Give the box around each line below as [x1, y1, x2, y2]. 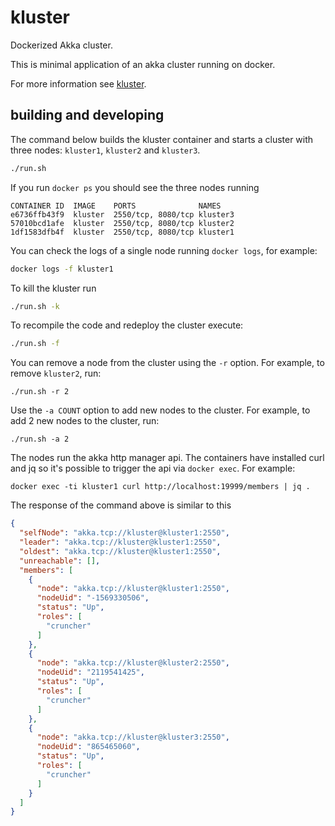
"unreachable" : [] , [19, 556, 101, 566]
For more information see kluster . [10, 77, 147, 90]
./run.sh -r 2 [10, 387, 70, 397]
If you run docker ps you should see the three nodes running [10, 181, 260, 193]
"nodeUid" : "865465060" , [36, 742, 141, 752]
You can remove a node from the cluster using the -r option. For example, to [10, 357, 325, 369]
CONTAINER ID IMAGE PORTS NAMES [10, 201, 222, 211]
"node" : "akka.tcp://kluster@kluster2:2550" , [36, 658, 230, 668]
